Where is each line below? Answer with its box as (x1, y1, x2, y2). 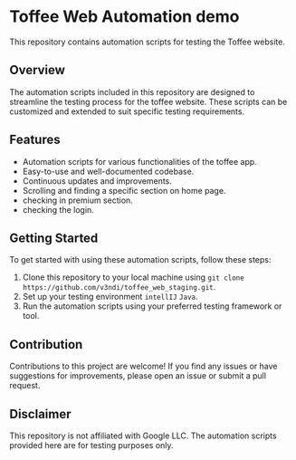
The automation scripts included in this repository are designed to (9, 86, 255, 97)
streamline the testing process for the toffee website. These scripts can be (9, 96, 288, 107)
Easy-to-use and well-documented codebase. (22, 166, 195, 177)
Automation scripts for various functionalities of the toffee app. (22, 156, 258, 167)
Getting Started (9, 230, 99, 245)
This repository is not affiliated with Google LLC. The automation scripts (9, 430, 278, 441)
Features (9, 132, 61, 148)
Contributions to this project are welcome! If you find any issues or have (9, 360, 278, 372)
